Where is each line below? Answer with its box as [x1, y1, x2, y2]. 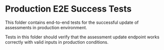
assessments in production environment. [5, 24, 87, 30]
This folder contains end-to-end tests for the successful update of [5, 19, 139, 25]
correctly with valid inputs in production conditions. [5, 39, 109, 45]
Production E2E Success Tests [5, 3, 132, 15]
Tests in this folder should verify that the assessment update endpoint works [5, 34, 160, 40]
